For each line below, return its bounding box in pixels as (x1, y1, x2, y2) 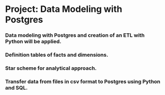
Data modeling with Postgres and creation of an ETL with (5, 32, 145, 39)
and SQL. (5, 84, 28, 91)
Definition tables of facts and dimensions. (5, 51, 108, 58)
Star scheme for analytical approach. (5, 65, 97, 72)
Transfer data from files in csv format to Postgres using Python (5, 78, 161, 85)
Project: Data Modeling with (5, 3, 123, 15)
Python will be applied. (5, 38, 62, 45)
